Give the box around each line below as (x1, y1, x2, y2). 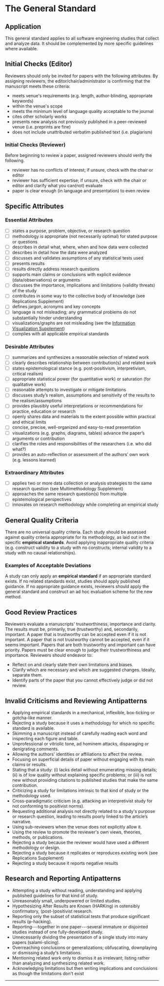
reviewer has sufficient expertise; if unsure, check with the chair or (12, 177, 147, 183)
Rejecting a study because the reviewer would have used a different (12, 839, 149, 845)
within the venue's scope (12, 103, 63, 109)
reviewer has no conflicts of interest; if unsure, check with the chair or (12, 167, 154, 173)
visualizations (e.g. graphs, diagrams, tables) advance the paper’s (12, 430, 145, 436)
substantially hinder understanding (12, 315, 82, 321)
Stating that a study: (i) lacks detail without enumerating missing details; (12, 767, 157, 772)
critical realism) (12, 371, 43, 377)
